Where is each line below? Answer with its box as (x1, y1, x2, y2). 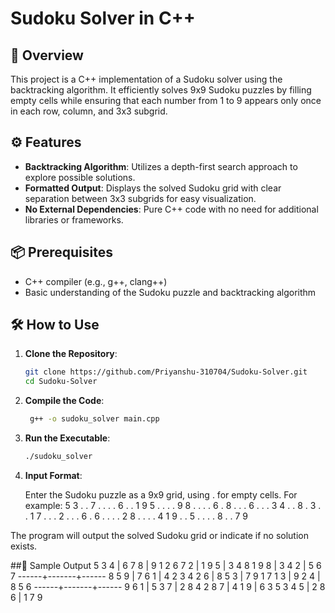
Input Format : (24, 469, 83, 481)
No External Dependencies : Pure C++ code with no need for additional (24, 203, 319, 215)
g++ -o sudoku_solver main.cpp (29, 414, 160, 424)
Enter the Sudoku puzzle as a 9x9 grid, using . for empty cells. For (24, 488, 298, 501)
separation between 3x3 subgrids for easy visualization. (24, 192, 257, 204)
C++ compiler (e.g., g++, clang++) (24, 275, 168, 287)
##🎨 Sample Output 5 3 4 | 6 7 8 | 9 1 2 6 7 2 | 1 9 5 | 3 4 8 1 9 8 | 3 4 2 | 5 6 (10, 559, 322, 571)
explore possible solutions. (24, 171, 136, 183)
